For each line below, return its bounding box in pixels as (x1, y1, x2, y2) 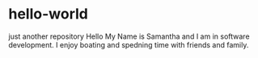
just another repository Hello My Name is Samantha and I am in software (8, 31, 250, 41)
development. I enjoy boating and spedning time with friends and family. (8, 39, 249, 49)
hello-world (8, 5, 89, 23)
